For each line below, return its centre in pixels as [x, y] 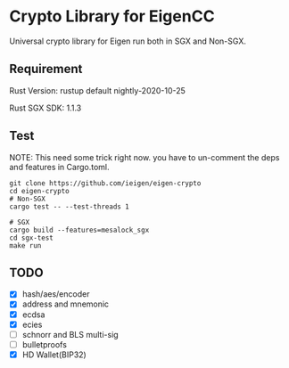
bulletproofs [44, 344]
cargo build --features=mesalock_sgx [79, 230]
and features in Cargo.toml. [59, 167]
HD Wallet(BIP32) [54, 355]
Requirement [46, 69]
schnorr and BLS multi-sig [70, 334]
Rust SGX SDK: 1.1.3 [45, 108]
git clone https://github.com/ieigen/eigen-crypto [105, 183]
